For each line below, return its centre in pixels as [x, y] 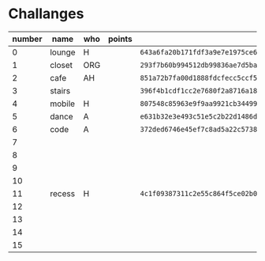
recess [63, 193]
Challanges [46, 14]
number [27, 39]
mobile [63, 104]
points [120, 39]
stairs [60, 90]
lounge [63, 52]
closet [62, 65]
